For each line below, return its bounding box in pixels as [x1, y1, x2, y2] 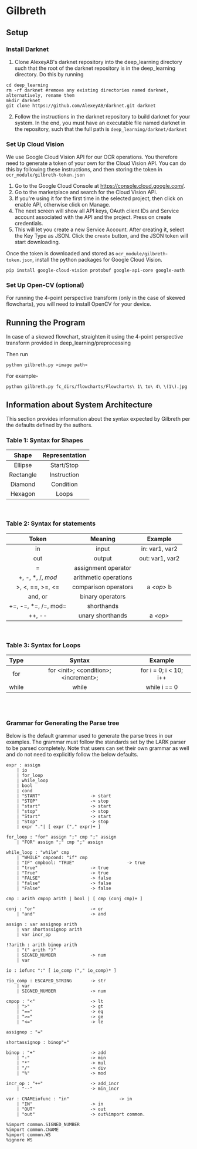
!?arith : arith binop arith [6, 942, 77, 948]
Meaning [90, 535, 116, 543]
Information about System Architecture [6, 400, 152, 410]
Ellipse [13, 461, 32, 469]
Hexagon [10, 490, 36, 498]
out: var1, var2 [138, 554, 180, 562]
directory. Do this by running [14, 70, 84, 77]
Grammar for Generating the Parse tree [6, 719, 120, 727]
